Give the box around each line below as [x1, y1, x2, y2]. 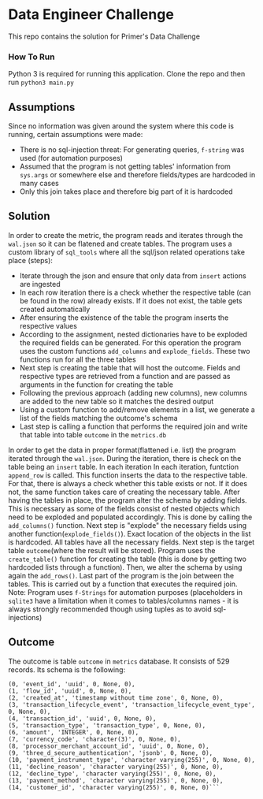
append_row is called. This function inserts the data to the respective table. [8, 470, 248, 480]
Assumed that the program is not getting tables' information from [19, 162, 231, 171]
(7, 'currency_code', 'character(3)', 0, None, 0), [8, 735, 181, 743]
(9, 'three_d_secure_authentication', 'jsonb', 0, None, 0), [8, 749, 213, 757]
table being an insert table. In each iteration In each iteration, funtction [8, 462, 239, 471]
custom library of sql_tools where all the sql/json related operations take [8, 247, 246, 257]
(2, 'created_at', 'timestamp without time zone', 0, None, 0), [8, 693, 224, 702]
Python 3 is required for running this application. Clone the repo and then [8, 69, 246, 79]
